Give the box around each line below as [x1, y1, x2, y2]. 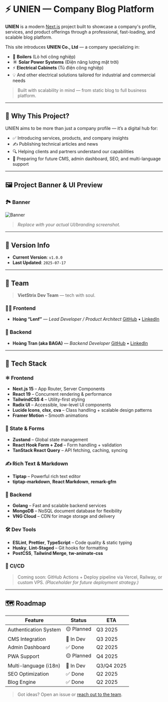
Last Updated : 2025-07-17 [12, 260, 66, 266]
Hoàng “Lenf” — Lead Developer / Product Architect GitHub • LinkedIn [12, 316, 160, 322]
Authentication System [7, 626, 61, 633]
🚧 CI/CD [5, 562, 25, 569]
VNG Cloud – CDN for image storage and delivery [12, 513, 115, 519]
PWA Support [7, 653, 39, 660]
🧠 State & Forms [5, 425, 45, 432]
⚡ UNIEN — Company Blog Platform [5, 4, 154, 15]
